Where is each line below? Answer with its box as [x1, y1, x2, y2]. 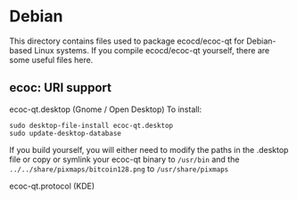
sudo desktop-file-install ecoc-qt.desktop [9, 121, 174, 130]
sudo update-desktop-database [9, 129, 122, 138]
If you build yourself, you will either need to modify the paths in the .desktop [9, 144, 289, 155]
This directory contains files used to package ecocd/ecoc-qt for [9, 36, 245, 46]
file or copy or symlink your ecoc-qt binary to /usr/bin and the [9, 154, 240, 164]
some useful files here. [9, 54, 94, 65]
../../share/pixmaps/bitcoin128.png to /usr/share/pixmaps [9, 163, 229, 174]
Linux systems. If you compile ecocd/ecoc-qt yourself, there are [34, 44, 270, 55]
